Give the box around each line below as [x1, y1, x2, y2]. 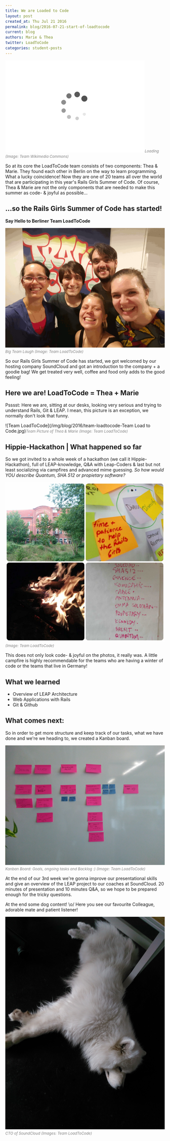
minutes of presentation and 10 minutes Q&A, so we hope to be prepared [5, 886, 157, 892]
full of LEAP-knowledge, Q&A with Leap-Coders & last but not [32, 461, 160, 468]
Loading [145, 148, 159, 154]
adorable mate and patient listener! [5, 906, 78, 913]
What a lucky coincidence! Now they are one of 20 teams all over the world [5, 174, 162, 180]
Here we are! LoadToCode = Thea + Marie [5, 389, 139, 397]
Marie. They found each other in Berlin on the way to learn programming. [5, 168, 158, 174]
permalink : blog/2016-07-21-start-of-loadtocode [5, 24, 110, 29]
